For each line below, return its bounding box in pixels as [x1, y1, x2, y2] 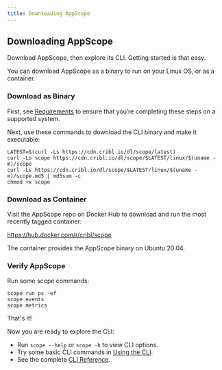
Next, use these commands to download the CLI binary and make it [7, 128, 197, 136]
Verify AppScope [7, 261, 66, 270]
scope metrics [7, 302, 48, 309]
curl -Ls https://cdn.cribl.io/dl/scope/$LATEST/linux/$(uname [7, 166, 192, 173]
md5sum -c [53, 173, 81, 179]
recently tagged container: [7, 217, 82, 226]
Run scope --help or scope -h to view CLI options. [16, 341, 159, 349]
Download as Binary [7, 91, 75, 101]
